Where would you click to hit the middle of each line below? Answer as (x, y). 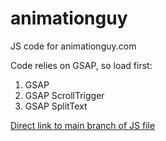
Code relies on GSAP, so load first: (81, 65)
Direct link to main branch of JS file (83, 125)
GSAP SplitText (56, 106)
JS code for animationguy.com (73, 46)
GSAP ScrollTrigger (64, 95)
